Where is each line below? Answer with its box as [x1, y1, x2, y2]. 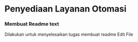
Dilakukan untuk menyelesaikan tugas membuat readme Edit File [4, 31, 134, 37]
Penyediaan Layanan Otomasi [4, 3, 127, 14]
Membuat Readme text [4, 21, 59, 28]
